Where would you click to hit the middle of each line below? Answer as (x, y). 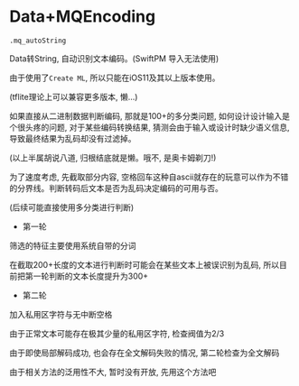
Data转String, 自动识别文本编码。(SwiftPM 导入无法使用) (114, 58)
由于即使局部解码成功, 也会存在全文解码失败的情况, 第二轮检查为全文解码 (145, 353)
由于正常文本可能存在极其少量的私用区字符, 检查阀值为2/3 (117, 333)
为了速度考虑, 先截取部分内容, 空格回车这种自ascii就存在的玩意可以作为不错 (149, 177)
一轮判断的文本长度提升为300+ (91, 276)
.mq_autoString (38, 41)
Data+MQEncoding (83, 17)
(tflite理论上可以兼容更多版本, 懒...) (74, 96)
